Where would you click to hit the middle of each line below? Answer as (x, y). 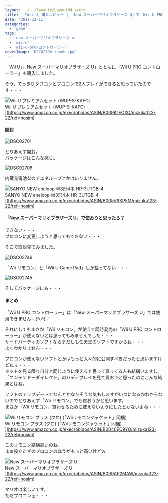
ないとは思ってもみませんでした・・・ (75, 336)
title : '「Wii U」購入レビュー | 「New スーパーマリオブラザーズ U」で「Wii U (80, 15)
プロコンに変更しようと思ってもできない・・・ (53, 236)
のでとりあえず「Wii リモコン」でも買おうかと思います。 (68, 401)
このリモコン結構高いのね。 (34, 445)
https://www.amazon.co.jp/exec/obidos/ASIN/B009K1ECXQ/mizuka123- (82, 112)
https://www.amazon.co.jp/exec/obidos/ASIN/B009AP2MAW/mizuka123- (83, 474)
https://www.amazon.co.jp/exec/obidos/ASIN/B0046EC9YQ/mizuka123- (82, 429)
